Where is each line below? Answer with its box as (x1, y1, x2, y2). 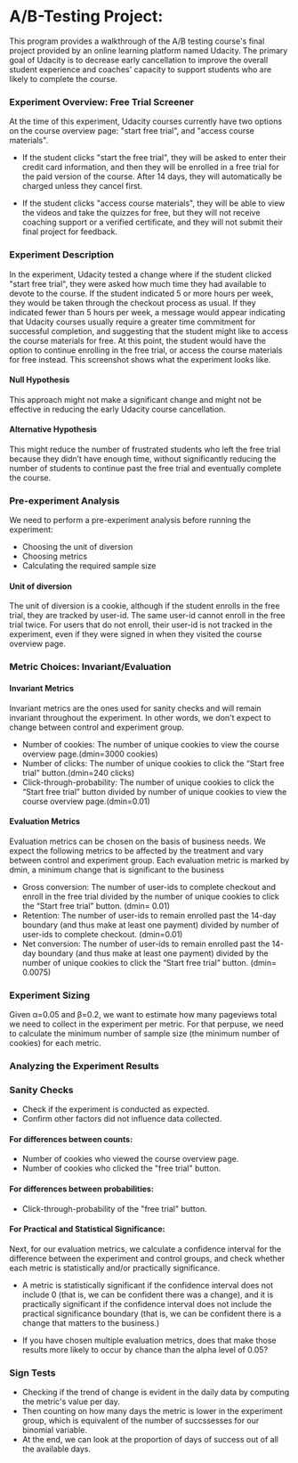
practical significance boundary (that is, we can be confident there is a (21, 1308, 282, 1319)
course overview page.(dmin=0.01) (21, 796, 151, 806)
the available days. (21, 1443, 92, 1454)
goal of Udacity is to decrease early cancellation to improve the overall (9, 54, 269, 65)
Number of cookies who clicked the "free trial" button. (21, 1163, 221, 1173)
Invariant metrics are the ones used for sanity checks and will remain (9, 702, 262, 714)
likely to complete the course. (9, 73, 118, 84)
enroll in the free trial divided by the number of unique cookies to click (21, 891, 280, 902)
